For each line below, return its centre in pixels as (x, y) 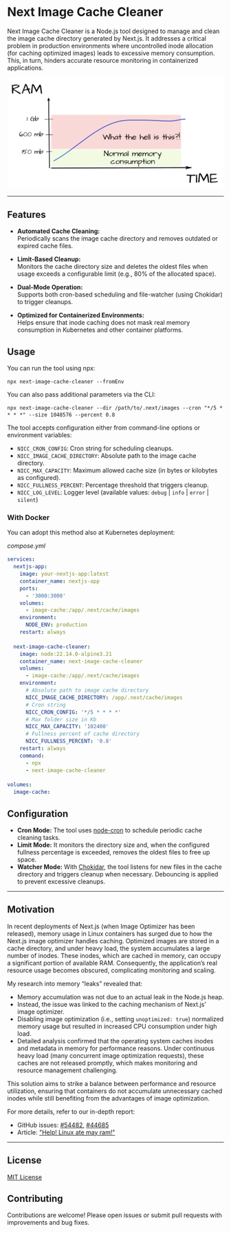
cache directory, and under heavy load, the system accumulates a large (109, 948)
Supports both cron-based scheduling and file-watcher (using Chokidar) (120, 294)
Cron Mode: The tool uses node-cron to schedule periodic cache (110, 830)
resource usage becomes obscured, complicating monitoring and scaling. (112, 970)
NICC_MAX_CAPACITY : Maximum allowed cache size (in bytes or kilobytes (117, 470)
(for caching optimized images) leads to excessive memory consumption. (111, 53)
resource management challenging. (67, 1070)
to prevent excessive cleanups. (61, 881)
